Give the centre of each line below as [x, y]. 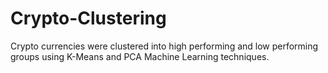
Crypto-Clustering [88, 18]
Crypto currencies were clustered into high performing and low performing [164, 46]
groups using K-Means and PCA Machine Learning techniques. [140, 56]
